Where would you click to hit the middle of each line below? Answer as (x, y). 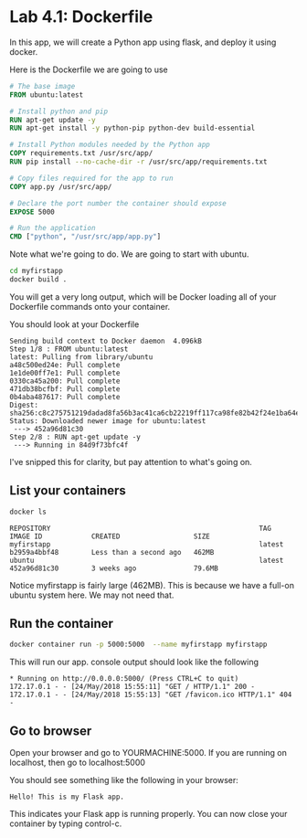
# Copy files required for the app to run (91, 178)
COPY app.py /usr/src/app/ (61, 186)
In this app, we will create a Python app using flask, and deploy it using (143, 42)
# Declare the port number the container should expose (118, 203)
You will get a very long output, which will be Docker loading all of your (143, 297)
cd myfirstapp (37, 271)
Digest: (24, 405)
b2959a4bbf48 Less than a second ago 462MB (112, 552)
